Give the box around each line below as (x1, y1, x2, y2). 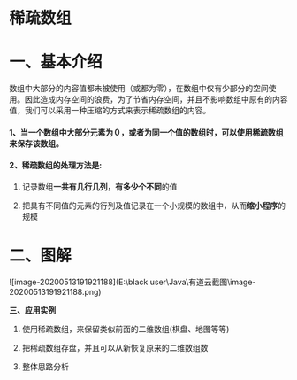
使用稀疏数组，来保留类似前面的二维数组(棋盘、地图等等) (21, 323, 230, 334)
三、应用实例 (9, 305, 56, 315)
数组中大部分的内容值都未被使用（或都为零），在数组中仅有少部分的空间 (9, 83, 269, 94)
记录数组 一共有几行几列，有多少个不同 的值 (21, 181, 178, 191)
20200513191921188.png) (9, 286, 102, 297)
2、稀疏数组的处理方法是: (9, 160, 103, 171)
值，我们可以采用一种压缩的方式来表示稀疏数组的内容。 (9, 105, 210, 116)
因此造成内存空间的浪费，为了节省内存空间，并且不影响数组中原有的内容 (24, 94, 288, 105)
